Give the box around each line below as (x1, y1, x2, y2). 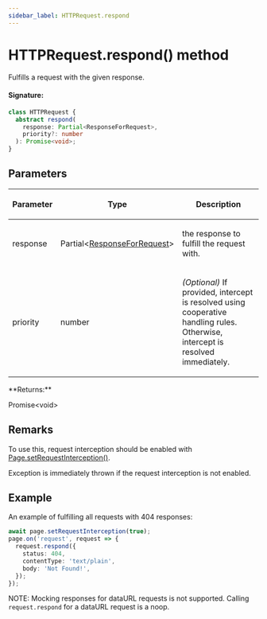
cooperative (181, 306, 227, 317)
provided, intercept (181, 286, 253, 298)
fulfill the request (181, 238, 246, 249)
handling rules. (181, 316, 238, 327)
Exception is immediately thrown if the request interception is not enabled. (8, 468, 252, 477)
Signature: (8, 91, 44, 100)
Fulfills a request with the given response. (8, 72, 145, 82)
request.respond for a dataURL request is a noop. (8, 602, 170, 612)
